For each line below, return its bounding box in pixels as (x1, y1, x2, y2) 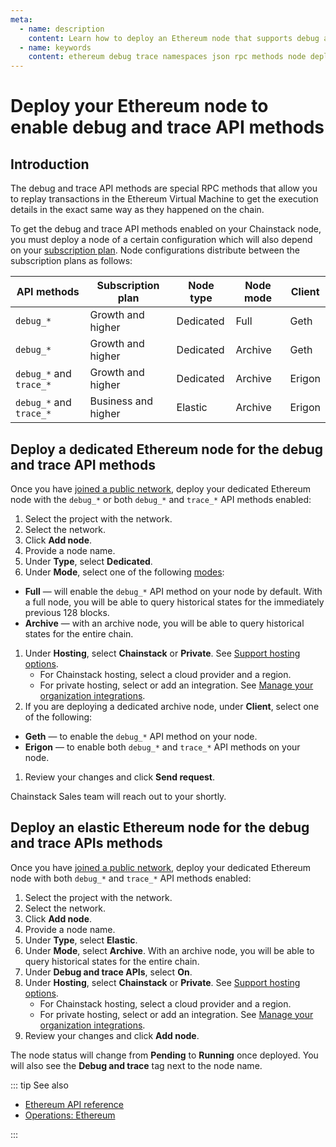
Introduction (10, 156, 90, 173)
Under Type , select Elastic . (24, 934, 138, 946)
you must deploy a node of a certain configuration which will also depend (10, 234, 313, 246)
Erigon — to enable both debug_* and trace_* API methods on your (24, 741, 301, 753)
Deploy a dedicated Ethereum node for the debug (10, 441, 323, 458)
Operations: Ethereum (24, 1109, 116, 1121)
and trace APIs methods (10, 835, 163, 852)
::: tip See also (10, 1079, 69, 1091)
